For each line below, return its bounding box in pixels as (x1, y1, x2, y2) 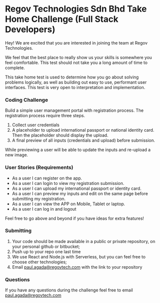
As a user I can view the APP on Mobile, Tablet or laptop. (12, 201, 126, 207)
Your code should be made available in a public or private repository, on (12, 238, 156, 244)
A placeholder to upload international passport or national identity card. (12, 127, 155, 133)
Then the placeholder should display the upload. (12, 132, 109, 138)
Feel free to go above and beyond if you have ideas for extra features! (5, 215, 144, 221)
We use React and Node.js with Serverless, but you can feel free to (12, 254, 146, 259)
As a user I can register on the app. (12, 175, 82, 181)
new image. (5, 152, 28, 158)
